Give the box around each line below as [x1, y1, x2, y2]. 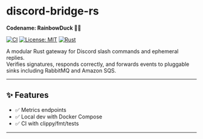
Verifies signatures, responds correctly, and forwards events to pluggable [6, 60, 190, 68]
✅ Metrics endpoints [14, 106, 66, 113]
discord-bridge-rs [6, 4, 99, 18]
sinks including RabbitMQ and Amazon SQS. [6, 66, 117, 74]
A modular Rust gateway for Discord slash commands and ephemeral [6, 47, 179, 55]
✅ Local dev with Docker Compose [14, 113, 103, 120]
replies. [6, 54, 25, 61]
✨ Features [6, 90, 49, 100]
